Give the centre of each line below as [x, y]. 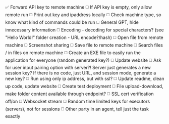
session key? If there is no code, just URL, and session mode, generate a [81, 73]
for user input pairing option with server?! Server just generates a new [78, 68]
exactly [13, 116]
